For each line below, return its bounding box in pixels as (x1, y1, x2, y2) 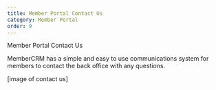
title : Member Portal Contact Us (7, 10, 103, 17)
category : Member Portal (7, 16, 78, 23)
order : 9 (7, 22, 32, 29)
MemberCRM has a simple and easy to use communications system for (7, 55, 209, 63)
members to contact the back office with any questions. (7, 62, 166, 70)
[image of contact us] (7, 75, 69, 83)
